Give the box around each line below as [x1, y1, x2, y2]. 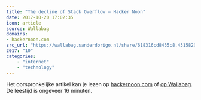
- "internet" [17, 59, 50, 65]
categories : [6, 53, 36, 59]
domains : [6, 31, 28, 37]
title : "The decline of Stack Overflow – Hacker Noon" [6, 8, 146, 15]
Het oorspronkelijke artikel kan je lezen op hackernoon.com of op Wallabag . [6, 81, 193, 88]
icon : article [6, 20, 42, 26]
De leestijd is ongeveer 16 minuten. [6, 87, 93, 95]
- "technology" [17, 64, 55, 71]
